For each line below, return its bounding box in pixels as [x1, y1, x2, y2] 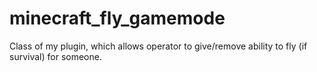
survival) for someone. [9, 50, 102, 62]
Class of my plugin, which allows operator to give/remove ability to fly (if [9, 40, 308, 52]
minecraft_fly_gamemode [9, 7, 226, 30]
